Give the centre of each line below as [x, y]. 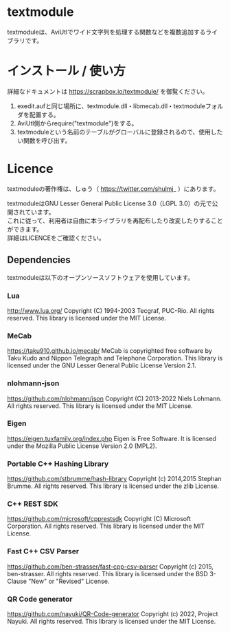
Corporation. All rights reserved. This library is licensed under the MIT [106, 526]
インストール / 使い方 [66, 71]
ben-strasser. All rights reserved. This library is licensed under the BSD [107, 573]
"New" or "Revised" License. [69, 581]
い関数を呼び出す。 [44, 140]
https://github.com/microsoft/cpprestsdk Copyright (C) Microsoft [99, 519]
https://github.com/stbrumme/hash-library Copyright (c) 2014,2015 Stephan [114, 479]
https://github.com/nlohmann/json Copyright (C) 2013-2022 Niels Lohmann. [114, 398]
